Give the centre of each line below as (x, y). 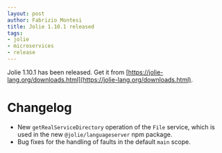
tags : (15, 33)
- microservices (31, 46)
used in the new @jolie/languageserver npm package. (95, 134)
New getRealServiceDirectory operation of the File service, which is (116, 127)
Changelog (40, 108)
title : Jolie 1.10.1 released (51, 26)
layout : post (26, 14)
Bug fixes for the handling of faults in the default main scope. (104, 142)
